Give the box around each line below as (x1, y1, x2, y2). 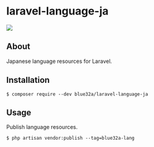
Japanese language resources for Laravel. (6, 57, 113, 65)
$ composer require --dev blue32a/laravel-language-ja (6, 91, 149, 97)
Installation (6, 75, 50, 85)
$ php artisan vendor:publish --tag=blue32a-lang (6, 135, 135, 142)
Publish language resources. (6, 123, 78, 131)
